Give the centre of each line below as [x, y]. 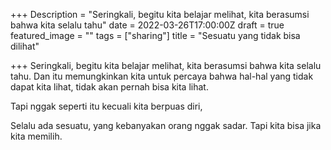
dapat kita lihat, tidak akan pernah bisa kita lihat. [109, 87]
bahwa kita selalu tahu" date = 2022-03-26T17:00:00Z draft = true [147, 25]
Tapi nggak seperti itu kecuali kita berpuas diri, [106, 106]
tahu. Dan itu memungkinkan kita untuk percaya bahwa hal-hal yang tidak [162, 76]
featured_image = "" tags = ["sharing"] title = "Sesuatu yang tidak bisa [155, 35]
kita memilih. [36, 136]
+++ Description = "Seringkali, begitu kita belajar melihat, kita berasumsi [160, 14]
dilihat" [25, 46]
